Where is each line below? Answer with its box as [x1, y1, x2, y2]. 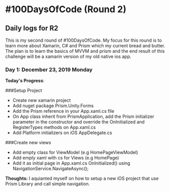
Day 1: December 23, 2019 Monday [5, 66, 93, 73]
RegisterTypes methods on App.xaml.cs [12, 124, 96, 131]
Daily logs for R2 [5, 24, 58, 33]
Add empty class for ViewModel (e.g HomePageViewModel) [12, 149, 139, 155]
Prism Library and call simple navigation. [5, 181, 90, 187]
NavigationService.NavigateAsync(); [12, 166, 89, 172]
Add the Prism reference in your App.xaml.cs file [12, 108, 115, 114]
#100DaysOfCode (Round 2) [5, 4, 127, 15]
